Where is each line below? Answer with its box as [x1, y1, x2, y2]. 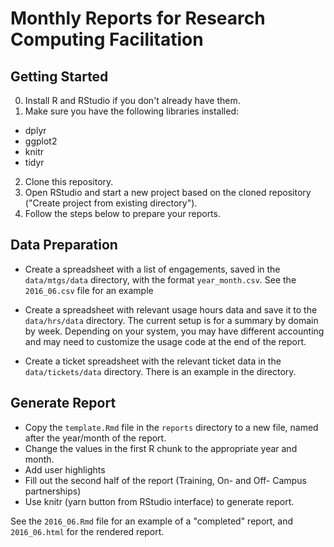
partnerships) [24, 485, 82, 497]
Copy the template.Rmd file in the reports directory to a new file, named [24, 421, 319, 433]
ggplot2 [24, 135, 58, 147]
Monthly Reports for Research [10, 7, 266, 30]
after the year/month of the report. [24, 432, 167, 444]
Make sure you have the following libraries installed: [24, 105, 239, 117]
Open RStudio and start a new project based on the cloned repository [24, 187, 312, 198]
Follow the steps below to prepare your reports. [24, 208, 221, 219]
